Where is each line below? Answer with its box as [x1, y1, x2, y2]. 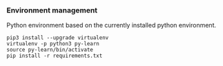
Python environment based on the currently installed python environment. [6, 21, 217, 30]
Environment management [6, 5, 98, 15]
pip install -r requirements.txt [6, 52, 103, 60]
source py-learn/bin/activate [6, 47, 94, 54]
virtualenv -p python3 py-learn [6, 41, 99, 47]
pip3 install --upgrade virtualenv [6, 34, 109, 41]
